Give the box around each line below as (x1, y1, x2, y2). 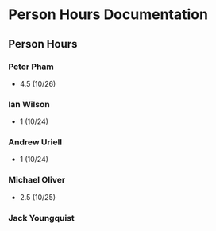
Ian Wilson (8, 98, 50, 110)
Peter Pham (8, 61, 54, 72)
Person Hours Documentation (8, 6, 209, 24)
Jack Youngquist (8, 212, 75, 223)
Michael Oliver (8, 175, 66, 186)
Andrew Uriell (8, 137, 63, 148)
